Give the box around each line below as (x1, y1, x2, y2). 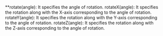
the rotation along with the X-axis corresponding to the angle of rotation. (5, 9, 152, 15)
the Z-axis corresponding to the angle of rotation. (5, 25, 105, 31)
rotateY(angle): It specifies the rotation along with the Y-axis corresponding (5, 15, 158, 20)
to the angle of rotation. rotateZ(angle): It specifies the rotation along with (5, 20, 154, 26)
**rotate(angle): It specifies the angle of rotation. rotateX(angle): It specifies (5, 4, 159, 10)
